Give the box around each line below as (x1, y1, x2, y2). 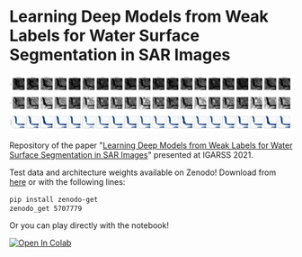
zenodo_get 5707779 (9, 205, 83, 214)
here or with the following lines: (9, 177, 126, 188)
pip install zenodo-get (9, 196, 99, 205)
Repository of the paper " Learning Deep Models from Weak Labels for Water (9, 140, 293, 151)
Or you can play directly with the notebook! (9, 220, 169, 231)
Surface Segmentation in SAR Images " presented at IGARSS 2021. (9, 150, 254, 161)
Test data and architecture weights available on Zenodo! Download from (9, 167, 277, 178)
